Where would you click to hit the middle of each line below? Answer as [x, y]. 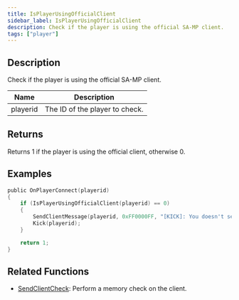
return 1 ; [35, 242]
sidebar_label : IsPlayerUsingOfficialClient [74, 21]
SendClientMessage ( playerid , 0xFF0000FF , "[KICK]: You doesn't [128, 217]
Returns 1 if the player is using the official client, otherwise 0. [96, 151]
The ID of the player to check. [94, 109]
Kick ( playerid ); [57, 224]
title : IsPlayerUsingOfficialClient [62, 14]
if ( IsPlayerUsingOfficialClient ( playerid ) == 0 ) [95, 203]
